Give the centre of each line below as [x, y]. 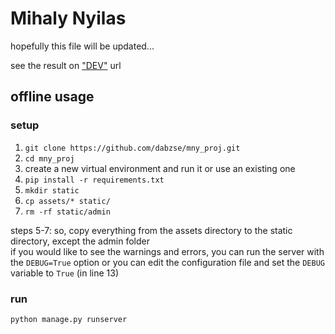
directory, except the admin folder [80, 241]
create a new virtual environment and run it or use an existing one [160, 168]
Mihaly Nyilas [68, 18]
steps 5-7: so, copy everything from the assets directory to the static [151, 230]
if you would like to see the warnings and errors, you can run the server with [167, 251]
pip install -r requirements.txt [94, 180]
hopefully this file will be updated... [82, 46]
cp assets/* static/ [67, 201]
